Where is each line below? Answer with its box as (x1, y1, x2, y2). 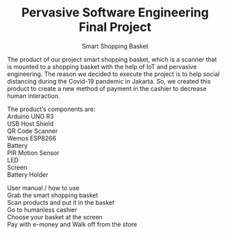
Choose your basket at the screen (7, 212, 103, 221)
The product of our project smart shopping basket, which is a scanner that (7, 55, 217, 63)
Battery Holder (7, 170, 49, 179)
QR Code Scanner (7, 127, 58, 135)
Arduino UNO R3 (7, 112, 54, 121)
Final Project (78, 19, 152, 35)
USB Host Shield (7, 119, 53, 127)
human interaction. (7, 91, 60, 100)
